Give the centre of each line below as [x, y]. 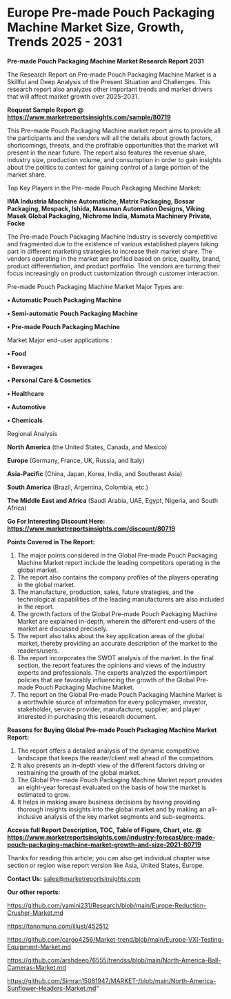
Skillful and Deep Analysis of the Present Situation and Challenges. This [109, 81]
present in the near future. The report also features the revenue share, [107, 152]
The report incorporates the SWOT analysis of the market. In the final [115, 657]
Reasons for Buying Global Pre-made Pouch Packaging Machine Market [112, 730]
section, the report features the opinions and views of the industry [111, 665]
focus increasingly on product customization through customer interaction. [113, 273]
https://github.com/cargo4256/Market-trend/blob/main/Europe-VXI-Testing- [116, 939]
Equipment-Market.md [39, 947]
